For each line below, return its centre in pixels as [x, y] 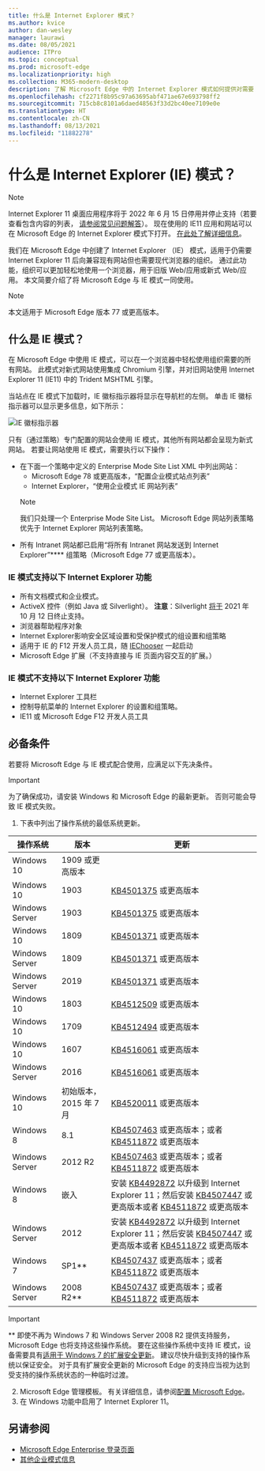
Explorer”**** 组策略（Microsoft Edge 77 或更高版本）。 [110, 555]
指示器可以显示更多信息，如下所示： [67, 406]
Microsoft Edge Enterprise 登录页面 [77, 1449]
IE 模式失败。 [39, 806]
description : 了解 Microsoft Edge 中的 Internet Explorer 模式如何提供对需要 [131, 89]
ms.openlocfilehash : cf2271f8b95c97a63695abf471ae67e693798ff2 [114, 96]
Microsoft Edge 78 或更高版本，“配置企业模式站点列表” [121, 476]
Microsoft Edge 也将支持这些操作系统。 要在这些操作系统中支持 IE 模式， [126, 1344]
